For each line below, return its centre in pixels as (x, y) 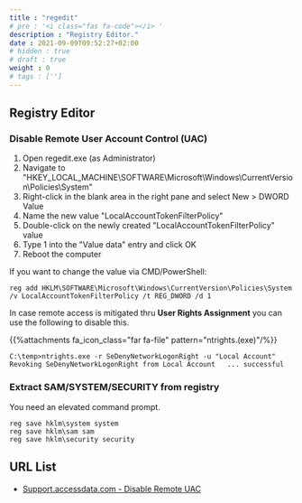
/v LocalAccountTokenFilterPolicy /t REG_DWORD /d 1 (110, 296)
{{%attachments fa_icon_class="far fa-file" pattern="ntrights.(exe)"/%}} (143, 340)
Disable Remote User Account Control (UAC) (109, 139)
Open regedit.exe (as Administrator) (89, 158)
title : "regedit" (44, 18)
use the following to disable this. (69, 322)
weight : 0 (30, 69)
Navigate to (44, 168)
